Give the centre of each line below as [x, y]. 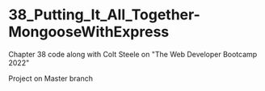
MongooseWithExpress [89, 32]
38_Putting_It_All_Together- [104, 15]
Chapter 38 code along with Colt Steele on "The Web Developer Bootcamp [133, 54]
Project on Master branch [51, 78]
